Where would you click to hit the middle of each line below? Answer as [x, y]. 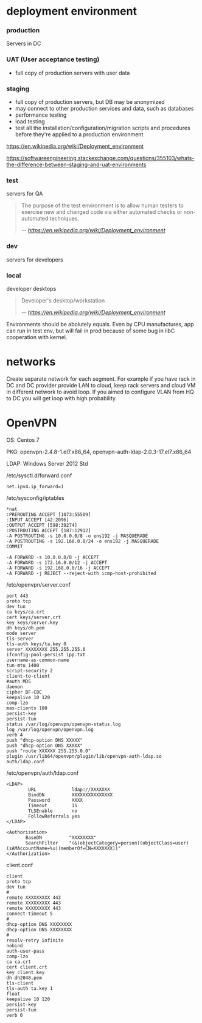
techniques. [64, 219]
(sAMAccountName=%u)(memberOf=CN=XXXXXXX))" [64, 848]
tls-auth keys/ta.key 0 [37, 644]
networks [31, 362]
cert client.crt [27, 967]
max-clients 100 [27, 708]
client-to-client [28, 676]
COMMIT [15, 546]
